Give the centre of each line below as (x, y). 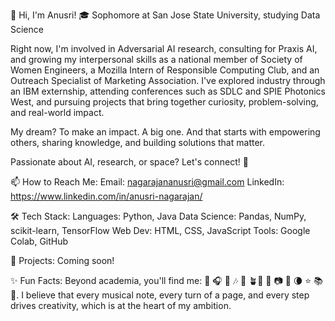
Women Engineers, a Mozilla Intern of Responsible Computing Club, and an (165, 70)
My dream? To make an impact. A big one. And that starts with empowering (165, 132)
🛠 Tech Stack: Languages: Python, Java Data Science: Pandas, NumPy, (158, 216)
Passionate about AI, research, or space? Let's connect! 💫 (129, 162)
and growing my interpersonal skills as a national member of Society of (156, 59)
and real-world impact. (57, 112)
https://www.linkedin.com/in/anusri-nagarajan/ (106, 196)
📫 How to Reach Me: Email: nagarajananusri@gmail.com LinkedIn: (147, 182)
